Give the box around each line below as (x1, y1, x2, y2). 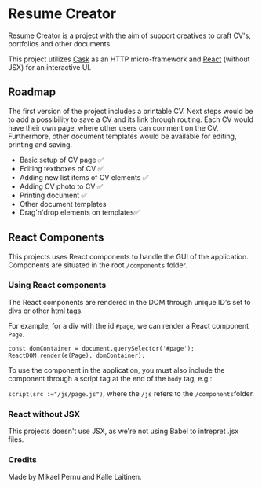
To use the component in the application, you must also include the (8, 365, 225, 374)
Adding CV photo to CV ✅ (19, 182, 104, 191)
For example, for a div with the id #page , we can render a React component (8, 321, 249, 330)
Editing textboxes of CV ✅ (19, 164, 104, 173)
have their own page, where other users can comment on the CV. (8, 123, 219, 132)
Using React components (8, 280, 107, 291)
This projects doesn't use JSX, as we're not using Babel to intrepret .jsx (8, 426, 239, 436)
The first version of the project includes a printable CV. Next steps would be (8, 106, 253, 116)
